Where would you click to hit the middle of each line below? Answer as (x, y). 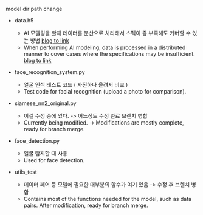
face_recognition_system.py (50, 72)
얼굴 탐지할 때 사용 (46, 153)
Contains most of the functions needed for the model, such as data (108, 199)
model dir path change (34, 9)
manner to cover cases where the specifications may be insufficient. (109, 54)
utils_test (26, 172)
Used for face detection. (54, 160)
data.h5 (24, 20)
